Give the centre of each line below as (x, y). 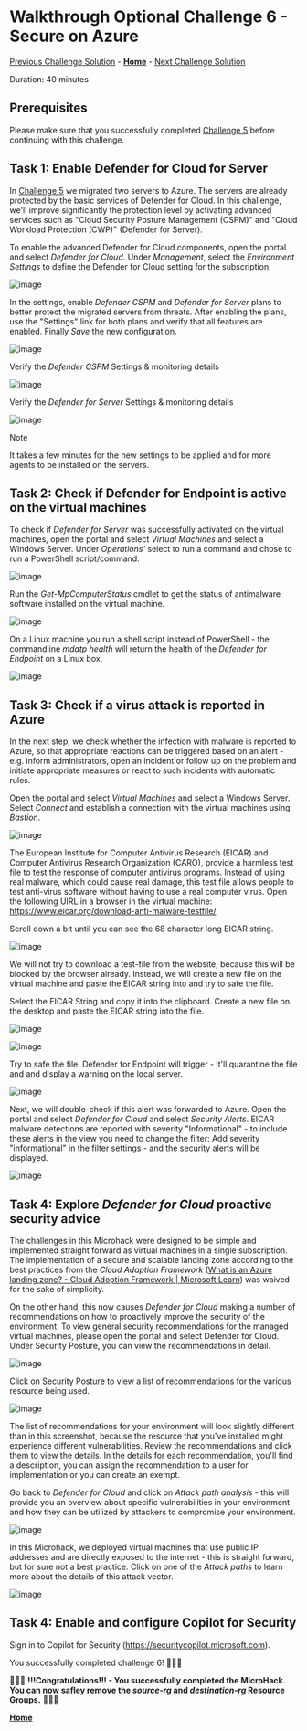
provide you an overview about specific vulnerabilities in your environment (150, 1502)
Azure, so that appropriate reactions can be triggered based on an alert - (147, 751)
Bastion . (25, 818)
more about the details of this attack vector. (91, 1577)
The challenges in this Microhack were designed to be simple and (133, 1241)
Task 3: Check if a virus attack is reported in (137, 705)
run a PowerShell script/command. (74, 558)
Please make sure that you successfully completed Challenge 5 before (143, 130)
